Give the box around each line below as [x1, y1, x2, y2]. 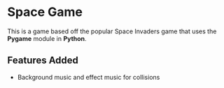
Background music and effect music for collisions [17, 73, 160, 81]
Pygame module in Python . [7, 34, 87, 42]
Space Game [7, 4, 83, 20]
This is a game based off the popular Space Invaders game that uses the [7, 27, 217, 35]
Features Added [7, 55, 79, 67]
